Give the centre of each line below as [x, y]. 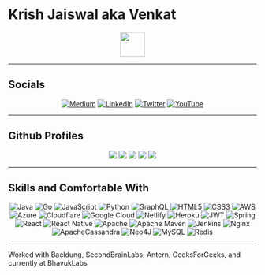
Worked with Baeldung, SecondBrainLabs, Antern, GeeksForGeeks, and [124, 255]
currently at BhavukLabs [48, 263]
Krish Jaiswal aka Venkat [92, 15]
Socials [27, 85]
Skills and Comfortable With [79, 188]
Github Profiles [46, 136]
